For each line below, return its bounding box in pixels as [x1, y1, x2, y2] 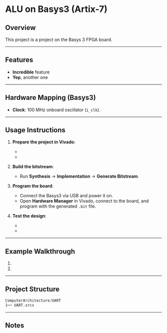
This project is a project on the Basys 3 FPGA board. [5, 36, 112, 42]
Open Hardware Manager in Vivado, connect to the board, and [19, 198, 149, 204]
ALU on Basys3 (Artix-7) [5, 3, 108, 15]
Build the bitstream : [12, 164, 54, 170]
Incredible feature [12, 69, 50, 75]
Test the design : [12, 213, 47, 219]
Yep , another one [12, 74, 48, 80]
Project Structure [5, 285, 60, 293]
